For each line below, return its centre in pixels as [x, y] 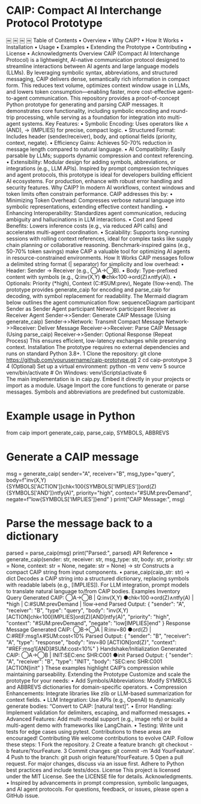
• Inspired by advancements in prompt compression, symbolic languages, [97, 782]
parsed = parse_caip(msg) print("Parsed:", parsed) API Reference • [89, 553]
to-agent [17, 98]
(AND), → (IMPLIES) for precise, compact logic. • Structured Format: [91, 130]
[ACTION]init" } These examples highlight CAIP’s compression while [90, 668]
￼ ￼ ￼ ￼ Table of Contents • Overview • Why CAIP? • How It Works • [95, 40]
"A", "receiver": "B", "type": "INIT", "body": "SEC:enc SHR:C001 [84, 661]
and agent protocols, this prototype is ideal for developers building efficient [99, 174]
